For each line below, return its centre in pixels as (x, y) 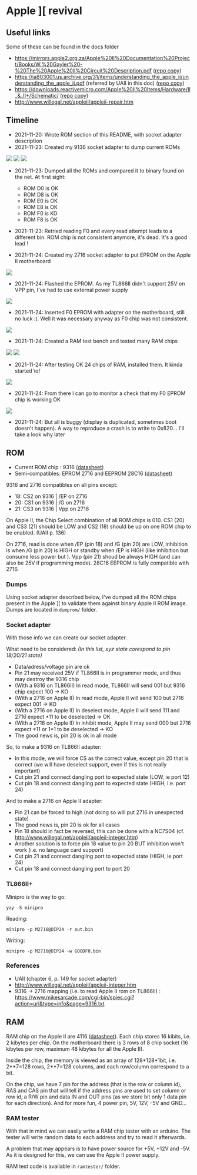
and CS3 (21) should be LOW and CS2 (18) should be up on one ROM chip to (98, 526)
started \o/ (27, 371)
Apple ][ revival (44, 11)
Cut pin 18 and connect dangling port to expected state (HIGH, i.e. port (100, 784)
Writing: (16, 940)
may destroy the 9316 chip (47, 679)
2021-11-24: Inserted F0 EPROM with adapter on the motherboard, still (100, 312)
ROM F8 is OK (40, 220)
